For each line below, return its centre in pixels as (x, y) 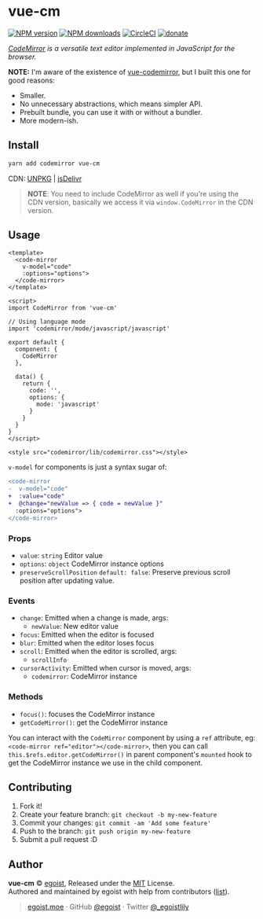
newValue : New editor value (75, 627)
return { (37, 384)
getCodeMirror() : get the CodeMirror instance (93, 722)
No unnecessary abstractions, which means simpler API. (111, 104)
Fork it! (31, 806)
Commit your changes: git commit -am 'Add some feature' (115, 823)
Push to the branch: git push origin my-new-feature (105, 831)
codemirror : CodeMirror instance (84, 676)
